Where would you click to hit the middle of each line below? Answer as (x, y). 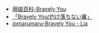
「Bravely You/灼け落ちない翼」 (52, 16)
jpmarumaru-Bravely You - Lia (50, 24)
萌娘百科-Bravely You (39, 9)
